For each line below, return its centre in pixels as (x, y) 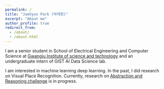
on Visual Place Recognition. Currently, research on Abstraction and (74, 76)
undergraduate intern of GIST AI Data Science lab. (56, 61)
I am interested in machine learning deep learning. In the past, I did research (82, 70)
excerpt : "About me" (26, 19)
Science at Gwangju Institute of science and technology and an (69, 56)
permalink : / (18, 10)
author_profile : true (27, 23)
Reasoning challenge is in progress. (41, 81)
